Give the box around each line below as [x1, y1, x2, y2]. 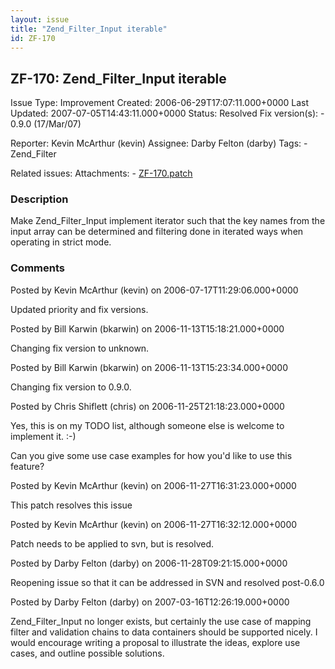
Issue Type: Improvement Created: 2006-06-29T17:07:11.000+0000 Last [10, 97, 310, 109]
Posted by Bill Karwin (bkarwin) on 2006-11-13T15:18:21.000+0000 [10, 322, 285, 335]
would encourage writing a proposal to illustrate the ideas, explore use [10, 636, 301, 648]
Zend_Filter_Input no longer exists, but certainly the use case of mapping [10, 615, 312, 627]
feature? [10, 460, 45, 472]
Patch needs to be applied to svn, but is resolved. [10, 537, 215, 550]
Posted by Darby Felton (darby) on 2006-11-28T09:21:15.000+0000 [10, 557, 288, 569]
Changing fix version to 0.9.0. [10, 381, 132, 393]
